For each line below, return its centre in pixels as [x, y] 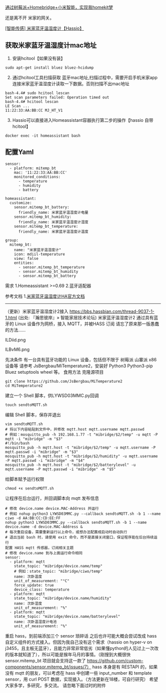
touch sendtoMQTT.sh [26, 405]
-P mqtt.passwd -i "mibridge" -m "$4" [45, 460]
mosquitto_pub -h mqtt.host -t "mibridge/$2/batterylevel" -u [70, 465]
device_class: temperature [42, 590]
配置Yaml [20, 152]
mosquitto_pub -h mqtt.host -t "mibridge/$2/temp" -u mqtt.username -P [80, 447]
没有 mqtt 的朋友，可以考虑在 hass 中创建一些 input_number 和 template [79, 673]
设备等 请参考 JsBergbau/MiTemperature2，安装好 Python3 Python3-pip [79, 366]
